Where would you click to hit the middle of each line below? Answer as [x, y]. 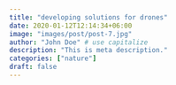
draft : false [33, 67]
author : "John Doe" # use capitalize [79, 42]
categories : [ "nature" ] [53, 58]
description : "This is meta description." [88, 50]
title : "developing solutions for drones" [88, 17]
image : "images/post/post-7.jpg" [71, 34]
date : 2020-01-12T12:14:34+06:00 [71, 26]
